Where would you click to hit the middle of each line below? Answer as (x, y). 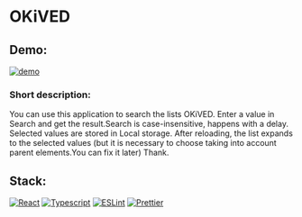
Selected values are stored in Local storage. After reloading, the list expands (151, 133)
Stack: (28, 181)
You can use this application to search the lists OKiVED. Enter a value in (142, 114)
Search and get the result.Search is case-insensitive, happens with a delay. (149, 124)
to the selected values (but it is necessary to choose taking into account (143, 143)
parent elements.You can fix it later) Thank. (89, 153)
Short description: (50, 95)
